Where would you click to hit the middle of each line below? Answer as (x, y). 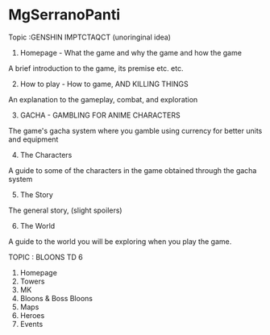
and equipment (33, 139)
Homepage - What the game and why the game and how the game (131, 52)
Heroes (32, 315)
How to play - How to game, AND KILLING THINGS (104, 84)
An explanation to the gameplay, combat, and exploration (103, 99)
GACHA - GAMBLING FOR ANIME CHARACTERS (100, 115)
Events (31, 324)
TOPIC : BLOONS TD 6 (46, 257)
